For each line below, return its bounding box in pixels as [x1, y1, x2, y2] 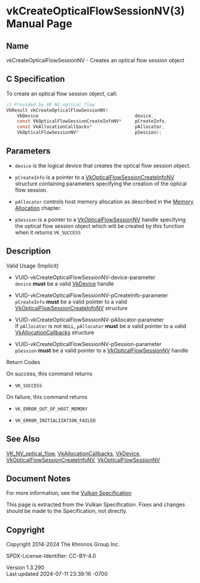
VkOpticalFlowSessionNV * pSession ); [17, 130, 162, 136]
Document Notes [6, 473, 71, 483]
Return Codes [6, 358, 41, 365]
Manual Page [6, 17, 73, 31]
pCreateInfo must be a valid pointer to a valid [14, 298, 128, 305]
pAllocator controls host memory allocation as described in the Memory [14, 198, 194, 205]
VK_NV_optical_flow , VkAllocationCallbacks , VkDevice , [6, 450, 141, 457]
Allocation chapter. [14, 204, 62, 211]
